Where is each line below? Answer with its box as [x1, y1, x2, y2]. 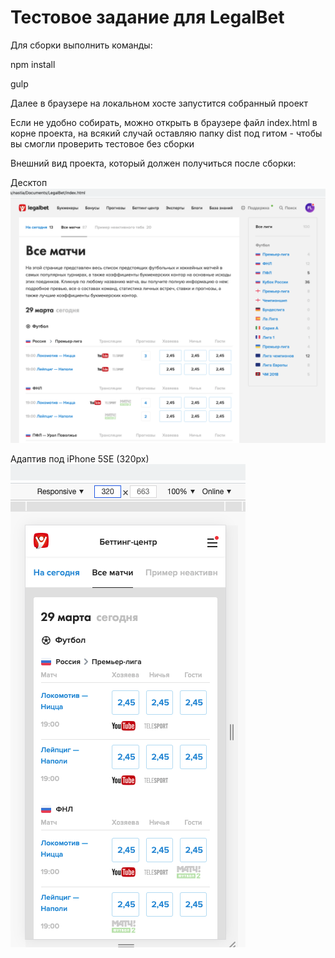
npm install [10, 58, 56, 70]
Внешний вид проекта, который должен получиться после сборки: [10, 157, 297, 169]
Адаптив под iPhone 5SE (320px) [10, 453, 150, 465]
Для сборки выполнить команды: [10, 39, 153, 51]
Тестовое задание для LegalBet [10, 6, 285, 29]
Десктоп [10, 176, 48, 188]
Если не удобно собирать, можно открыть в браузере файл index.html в [10, 116, 318, 128]
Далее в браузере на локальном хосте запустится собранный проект [10, 97, 308, 109]
